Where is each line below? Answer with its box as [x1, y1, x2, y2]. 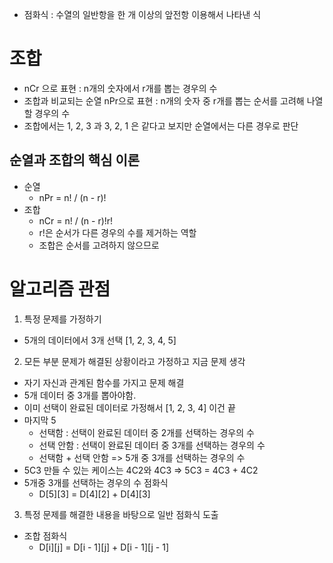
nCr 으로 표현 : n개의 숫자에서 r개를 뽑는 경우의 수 [23, 82, 218, 94]
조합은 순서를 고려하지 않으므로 [38, 239, 160, 251]
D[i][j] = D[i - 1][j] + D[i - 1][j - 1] [38, 541, 170, 553]
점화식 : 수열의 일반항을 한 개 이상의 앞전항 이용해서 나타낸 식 [23, 9, 262, 20]
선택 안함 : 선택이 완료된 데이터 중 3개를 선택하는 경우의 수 [38, 439, 266, 451]
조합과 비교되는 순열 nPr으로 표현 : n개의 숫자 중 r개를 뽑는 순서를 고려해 [23, 94, 305, 107]
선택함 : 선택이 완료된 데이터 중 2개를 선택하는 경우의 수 [38, 426, 255, 438]
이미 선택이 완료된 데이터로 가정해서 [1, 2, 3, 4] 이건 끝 [23, 401, 236, 413]
